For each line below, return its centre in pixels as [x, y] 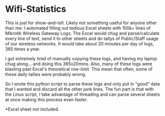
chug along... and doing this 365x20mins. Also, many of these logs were [79, 64]
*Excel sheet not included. [32, 109]
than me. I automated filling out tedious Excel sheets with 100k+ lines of [78, 28]
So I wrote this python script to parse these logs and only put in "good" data [82, 84]
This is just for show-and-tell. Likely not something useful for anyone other [81, 23]
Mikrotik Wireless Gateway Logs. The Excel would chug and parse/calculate [82, 33]
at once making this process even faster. [46, 99]
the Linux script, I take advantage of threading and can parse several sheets [82, 94]
